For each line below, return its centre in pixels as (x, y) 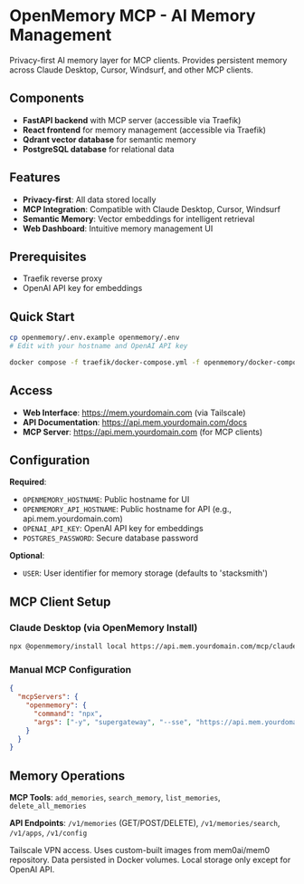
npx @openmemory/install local (68, 646)
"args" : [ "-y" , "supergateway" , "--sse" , (113, 722)
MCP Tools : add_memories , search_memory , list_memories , (115, 798)
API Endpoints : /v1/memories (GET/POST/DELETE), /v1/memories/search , (145, 823)
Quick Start (42, 317)
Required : (28, 482)
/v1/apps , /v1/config (48, 833)
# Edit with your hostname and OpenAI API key (99, 346)
